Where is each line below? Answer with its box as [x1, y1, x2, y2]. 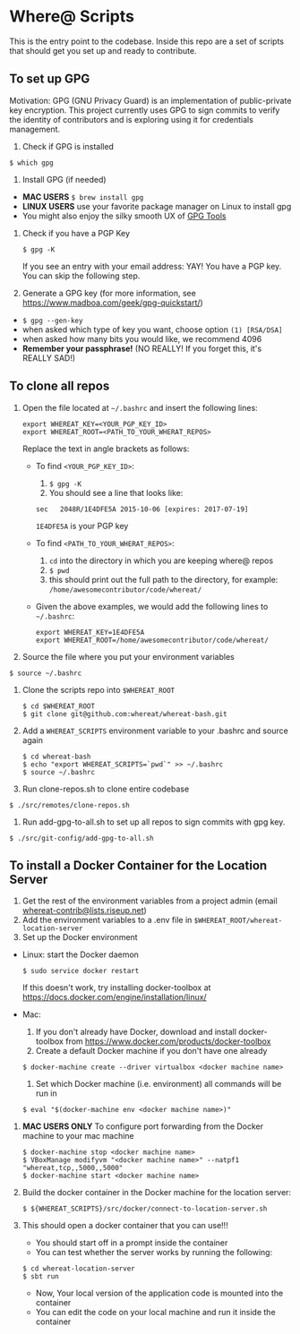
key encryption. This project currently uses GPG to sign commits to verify [9, 105, 280, 115]
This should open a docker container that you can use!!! [21, 1220, 228, 1231]
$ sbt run [21, 1272, 60, 1281]
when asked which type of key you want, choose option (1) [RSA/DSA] [21, 324, 284, 335]
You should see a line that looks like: [48, 487, 184, 498]
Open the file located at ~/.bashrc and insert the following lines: [21, 402, 258, 413]
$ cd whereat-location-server [21, 1264, 136, 1273]
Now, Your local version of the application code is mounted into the [35, 1287, 284, 1299]
